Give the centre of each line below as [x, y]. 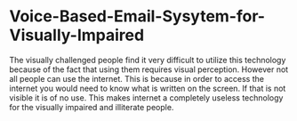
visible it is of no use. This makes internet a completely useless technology [146, 97]
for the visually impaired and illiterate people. [92, 107]
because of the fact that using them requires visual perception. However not [149, 69]
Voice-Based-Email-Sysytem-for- [137, 16]
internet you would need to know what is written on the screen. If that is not [148, 88]
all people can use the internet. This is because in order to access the [137, 78]
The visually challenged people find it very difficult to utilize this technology [148, 60]
